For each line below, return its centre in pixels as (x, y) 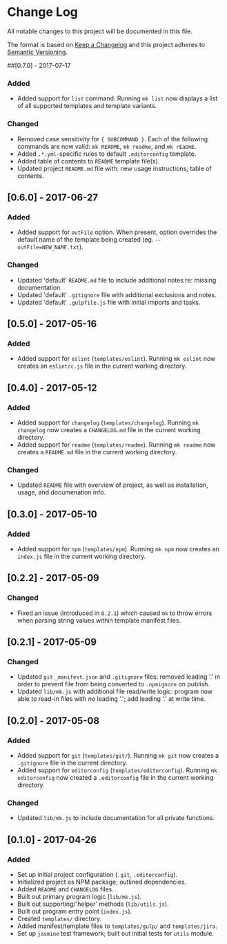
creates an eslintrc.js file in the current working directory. (102, 366)
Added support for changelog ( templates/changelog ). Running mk (108, 422)
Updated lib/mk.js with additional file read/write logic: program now (115, 692)
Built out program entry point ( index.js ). (75, 911)
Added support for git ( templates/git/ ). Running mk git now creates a (118, 755)
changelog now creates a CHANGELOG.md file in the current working (109, 429)
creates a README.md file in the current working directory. (97, 452)
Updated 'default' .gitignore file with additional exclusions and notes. (117, 294)
